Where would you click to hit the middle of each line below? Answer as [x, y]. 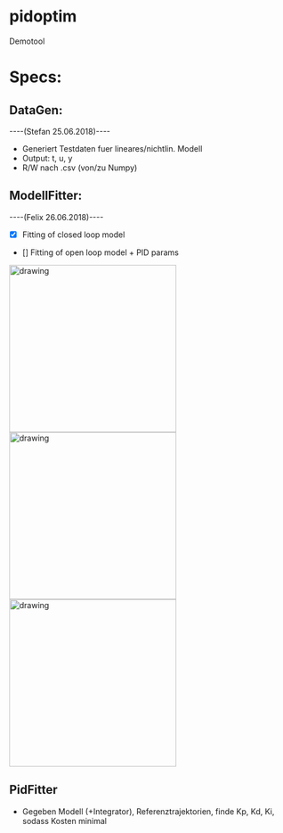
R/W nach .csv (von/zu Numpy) [80, 168]
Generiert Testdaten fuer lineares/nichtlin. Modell [112, 148]
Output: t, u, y [47, 158]
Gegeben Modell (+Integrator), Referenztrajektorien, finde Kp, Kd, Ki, [148, 811]
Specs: [36, 77]
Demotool [27, 41]
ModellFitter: [46, 196]
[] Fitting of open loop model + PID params [101, 252]
